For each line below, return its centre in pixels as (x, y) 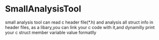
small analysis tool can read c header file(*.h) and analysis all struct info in (79, 22)
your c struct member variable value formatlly (51, 32)
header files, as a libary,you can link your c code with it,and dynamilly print (80, 27)
